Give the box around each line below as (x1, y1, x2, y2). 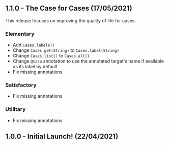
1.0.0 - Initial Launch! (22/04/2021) (5, 132, 119, 141)
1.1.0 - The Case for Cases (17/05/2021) (5, 4, 132, 13)
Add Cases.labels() (12, 42, 55, 48)
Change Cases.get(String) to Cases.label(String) (12, 47, 120, 53)
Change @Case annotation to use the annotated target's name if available (12, 58, 164, 64)
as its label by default (12, 64, 58, 70)
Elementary (5, 30, 35, 37)
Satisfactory (5, 81, 37, 89)
